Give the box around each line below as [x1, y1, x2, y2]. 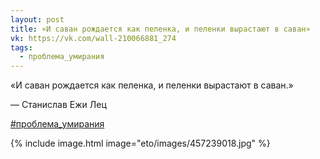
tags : [10, 42, 33, 53]
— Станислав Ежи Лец [10, 99, 107, 111]
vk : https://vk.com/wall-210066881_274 [10, 33, 177, 43]
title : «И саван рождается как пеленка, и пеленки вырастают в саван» [10, 24, 311, 34]
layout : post [10, 14, 65, 25]
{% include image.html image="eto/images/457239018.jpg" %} [10, 137, 271, 150]
